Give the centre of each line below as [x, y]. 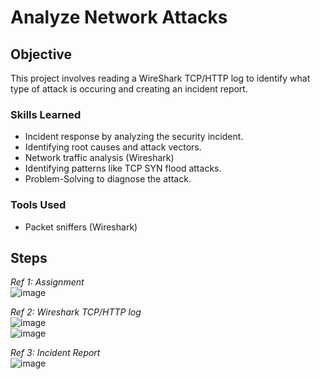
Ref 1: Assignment [47, 282]
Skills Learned [46, 114]
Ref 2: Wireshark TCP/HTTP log [76, 312]
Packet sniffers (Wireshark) [81, 227]
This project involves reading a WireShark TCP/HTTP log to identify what [160, 78]
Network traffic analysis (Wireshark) [99, 158]
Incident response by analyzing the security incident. [134, 137]
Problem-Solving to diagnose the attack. [108, 179]
